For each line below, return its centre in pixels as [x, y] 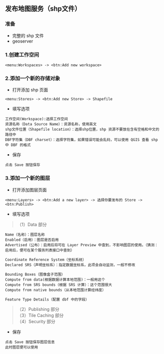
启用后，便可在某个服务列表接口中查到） [40, 250]
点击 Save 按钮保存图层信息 [30, 342]
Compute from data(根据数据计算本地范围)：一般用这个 [55, 280]
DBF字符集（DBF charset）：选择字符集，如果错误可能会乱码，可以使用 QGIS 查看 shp [82, 140]
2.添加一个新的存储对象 [33, 78]
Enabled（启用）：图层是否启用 [32, 240]
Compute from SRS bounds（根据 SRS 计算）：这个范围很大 [59, 285]
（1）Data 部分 [32, 224]
